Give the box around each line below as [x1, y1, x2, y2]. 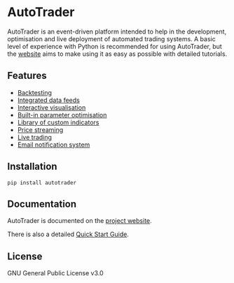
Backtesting [17, 88, 53, 96]
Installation [7, 161, 57, 173]
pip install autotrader [7, 179, 77, 186]
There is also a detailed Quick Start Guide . [7, 230, 130, 238]
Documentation [7, 198, 77, 210]
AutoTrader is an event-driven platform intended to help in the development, [7, 27, 227, 36]
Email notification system [17, 140, 90, 149]
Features [7, 70, 47, 82]
